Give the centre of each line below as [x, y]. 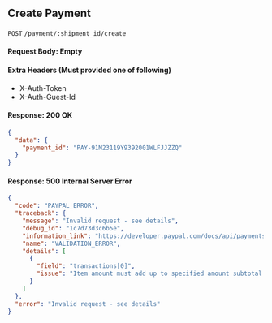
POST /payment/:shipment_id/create [67, 33]
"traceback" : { [41, 213]
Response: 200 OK [40, 115]
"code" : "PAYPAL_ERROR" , [57, 206]
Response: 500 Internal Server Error [70, 181]
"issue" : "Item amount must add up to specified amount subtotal [150, 274]
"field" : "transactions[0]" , [86, 266]
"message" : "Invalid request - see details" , [101, 221]
